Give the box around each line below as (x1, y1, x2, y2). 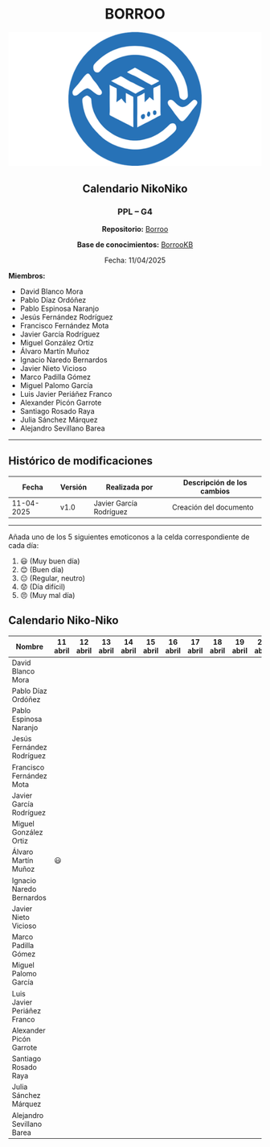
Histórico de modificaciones (8, 454, 153, 468)
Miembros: (8, 270, 46, 280)
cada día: (8, 541, 39, 550)
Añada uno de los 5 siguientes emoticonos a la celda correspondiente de (8, 532, 250, 542)
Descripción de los (182, 478, 247, 488)
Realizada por (105, 482, 153, 492)
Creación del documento (172, 502, 254, 512)
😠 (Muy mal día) (19, 591, 76, 600)
